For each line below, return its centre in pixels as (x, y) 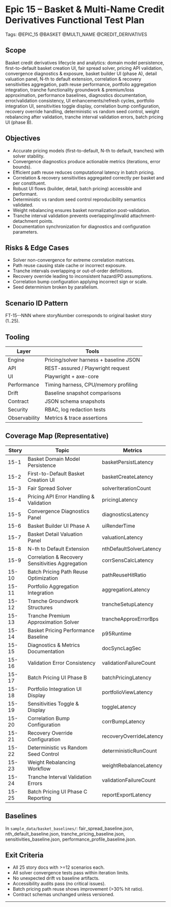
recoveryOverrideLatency (132, 736)
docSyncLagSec (121, 648)
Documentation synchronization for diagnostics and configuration (82, 226)
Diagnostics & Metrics (54, 645)
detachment (25, 221)
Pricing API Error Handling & (61, 497)
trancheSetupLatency (127, 604)
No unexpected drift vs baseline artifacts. (56, 878)
